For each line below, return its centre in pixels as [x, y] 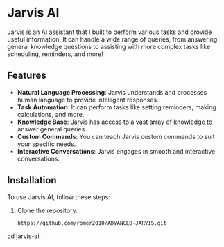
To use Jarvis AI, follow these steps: [59, 197]
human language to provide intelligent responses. [88, 100]
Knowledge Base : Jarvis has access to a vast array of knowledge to [115, 122]
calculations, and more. [51, 114]
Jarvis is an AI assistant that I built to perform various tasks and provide [110, 32]
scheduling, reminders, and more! [55, 54]
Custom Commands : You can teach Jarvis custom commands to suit [116, 136]
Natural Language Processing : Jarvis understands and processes [112, 92]
